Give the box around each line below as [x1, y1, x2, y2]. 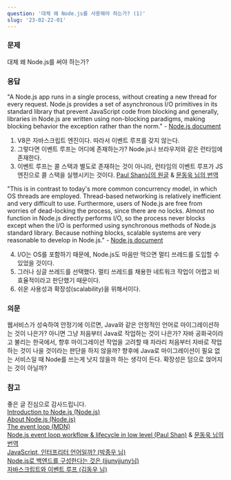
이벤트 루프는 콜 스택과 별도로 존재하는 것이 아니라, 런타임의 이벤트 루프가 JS [17, 162, 223, 171]
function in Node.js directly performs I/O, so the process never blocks [7, 214, 205, 222]
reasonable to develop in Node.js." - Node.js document [7, 236, 163, 244]
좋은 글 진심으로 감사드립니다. [7, 400, 87, 408]
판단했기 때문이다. [52, 276, 101, 285]
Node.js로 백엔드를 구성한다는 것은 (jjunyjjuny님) [7, 457, 139, 465]
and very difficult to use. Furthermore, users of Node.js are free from [7, 200, 203, 208]
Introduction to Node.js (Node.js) [7, 407, 101, 416]
